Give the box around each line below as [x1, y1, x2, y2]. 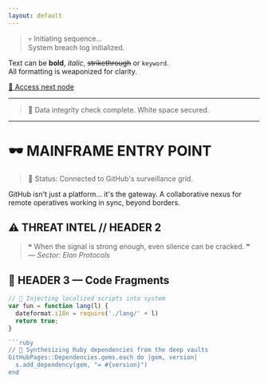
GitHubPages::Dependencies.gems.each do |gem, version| [8, 353, 198, 361]
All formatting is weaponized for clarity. [8, 66, 137, 76]
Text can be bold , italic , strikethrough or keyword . [8, 57, 169, 68]
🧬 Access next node [8, 81, 74, 92]
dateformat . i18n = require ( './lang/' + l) [15, 309, 159, 318]
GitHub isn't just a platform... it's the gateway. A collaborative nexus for [8, 189, 242, 199]
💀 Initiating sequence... [27, 34, 103, 43]
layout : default [8, 11, 62, 20]
